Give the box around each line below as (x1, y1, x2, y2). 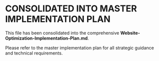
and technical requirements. (5, 50, 63, 56)
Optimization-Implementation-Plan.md (5, 35, 88, 41)
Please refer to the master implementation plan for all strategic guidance (5, 45, 154, 51)
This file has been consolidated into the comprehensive (5, 30, 119, 36)
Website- (120, 30, 140, 36)
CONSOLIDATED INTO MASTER (5, 3, 137, 14)
